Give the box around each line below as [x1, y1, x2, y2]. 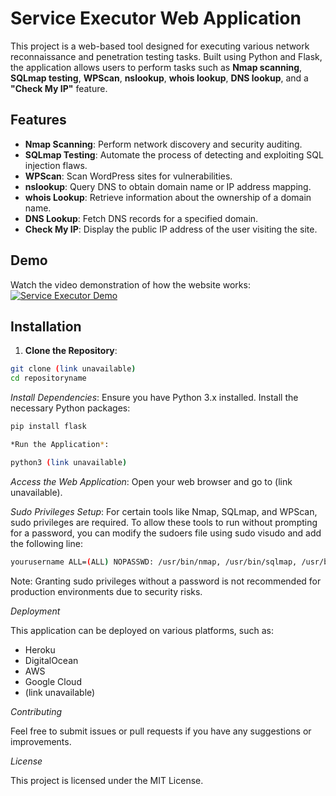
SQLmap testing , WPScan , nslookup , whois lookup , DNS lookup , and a [10, 72, 309, 84]
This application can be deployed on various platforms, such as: [10, 624, 274, 636]
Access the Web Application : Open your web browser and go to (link [10, 475, 293, 487]
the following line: [10, 537, 83, 549]
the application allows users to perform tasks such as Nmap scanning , [10, 61, 303, 73]
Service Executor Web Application [10, 7, 302, 30]
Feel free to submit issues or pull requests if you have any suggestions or [10, 725, 312, 737]
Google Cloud [24, 675, 82, 687]
